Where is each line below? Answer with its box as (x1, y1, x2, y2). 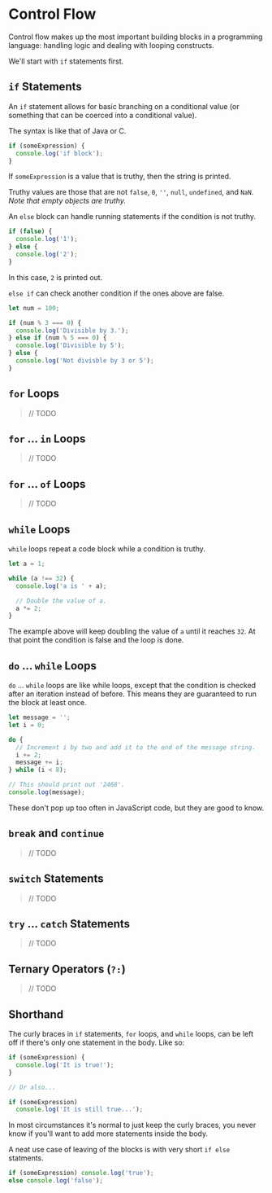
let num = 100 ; (8, 304, 60, 312)
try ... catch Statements (8, 917, 131, 931)
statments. (8, 1153, 45, 1163)
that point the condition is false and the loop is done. (8, 635, 184, 645)
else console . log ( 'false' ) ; (8, 1177, 104, 1185)
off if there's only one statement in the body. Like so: (8, 1037, 185, 1047)
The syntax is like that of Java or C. (8, 125, 127, 135)
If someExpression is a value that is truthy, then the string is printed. (8, 172, 231, 182)
